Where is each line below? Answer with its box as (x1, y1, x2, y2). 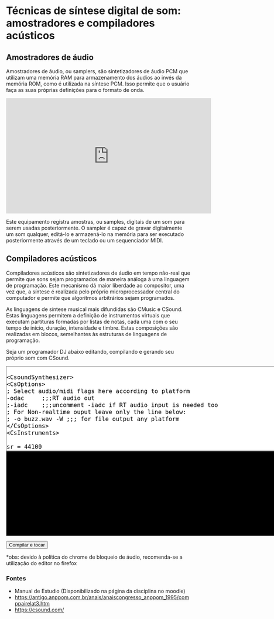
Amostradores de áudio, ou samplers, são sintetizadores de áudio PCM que (6, 68, 189, 74)
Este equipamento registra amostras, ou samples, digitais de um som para (6, 218, 185, 225)
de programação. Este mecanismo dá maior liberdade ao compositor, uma (6, 282, 184, 289)
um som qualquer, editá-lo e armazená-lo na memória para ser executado (6, 231, 184, 238)
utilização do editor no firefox (6, 559, 77, 566)
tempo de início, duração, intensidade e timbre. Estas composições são (6, 324, 179, 331)
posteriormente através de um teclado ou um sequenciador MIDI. (6, 237, 163, 244)
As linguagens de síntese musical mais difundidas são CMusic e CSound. (6, 306, 183, 313)
